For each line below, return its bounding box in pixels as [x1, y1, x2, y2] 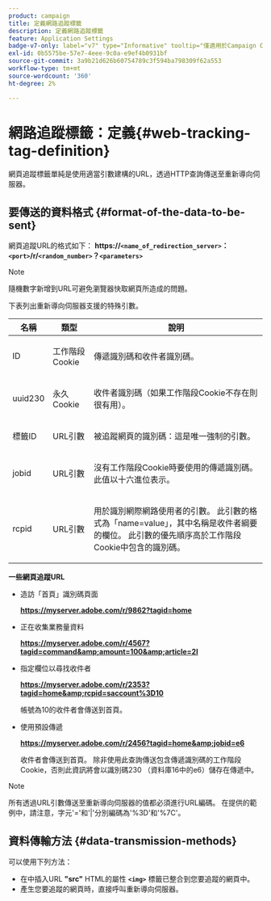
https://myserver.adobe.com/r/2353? [19, 680, 151, 689]
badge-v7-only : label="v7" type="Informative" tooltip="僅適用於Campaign [8, 42, 256, 50]
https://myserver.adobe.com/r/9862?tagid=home [19, 605, 192, 615]
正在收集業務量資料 [19, 622, 85, 632]
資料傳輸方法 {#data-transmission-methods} [8, 834, 237, 848]
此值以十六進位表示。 [94, 474, 175, 486]
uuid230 [12, 393, 45, 404]
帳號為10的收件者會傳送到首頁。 [19, 705, 127, 715]
